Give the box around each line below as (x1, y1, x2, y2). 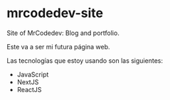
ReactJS (16, 85, 42, 94)
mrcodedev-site (6, 5, 104, 21)
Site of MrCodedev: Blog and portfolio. (6, 29, 120, 37)
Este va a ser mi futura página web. (6, 42, 111, 51)
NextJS (16, 77, 39, 86)
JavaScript (16, 70, 49, 79)
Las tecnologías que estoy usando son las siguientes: (6, 56, 163, 65)
